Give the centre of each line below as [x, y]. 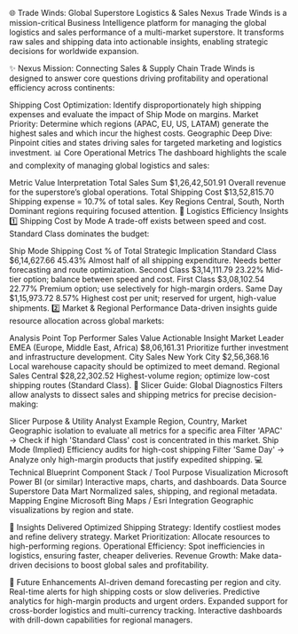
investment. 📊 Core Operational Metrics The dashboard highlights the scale [148, 153]
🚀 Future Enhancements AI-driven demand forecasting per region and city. [145, 582]
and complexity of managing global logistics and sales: [110, 165]
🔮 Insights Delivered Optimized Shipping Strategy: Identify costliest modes [145, 527]
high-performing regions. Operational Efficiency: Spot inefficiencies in [137, 546]
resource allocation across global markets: [87, 321]
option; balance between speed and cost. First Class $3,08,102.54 [144, 279]
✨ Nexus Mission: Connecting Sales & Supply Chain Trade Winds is [132, 68]
